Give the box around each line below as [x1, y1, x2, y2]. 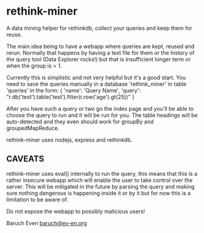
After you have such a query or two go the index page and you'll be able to [6, 105, 194, 112]
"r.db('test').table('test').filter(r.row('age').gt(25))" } [6, 93, 135, 100]
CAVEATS [6, 154, 44, 164]
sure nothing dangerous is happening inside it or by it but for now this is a [6, 189, 191, 196]
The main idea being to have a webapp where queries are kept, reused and [6, 43, 195, 50]
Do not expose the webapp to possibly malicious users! [6, 207, 146, 215]
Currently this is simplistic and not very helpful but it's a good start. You [6, 74, 186, 81]
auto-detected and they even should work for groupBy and [6, 117, 154, 125]
